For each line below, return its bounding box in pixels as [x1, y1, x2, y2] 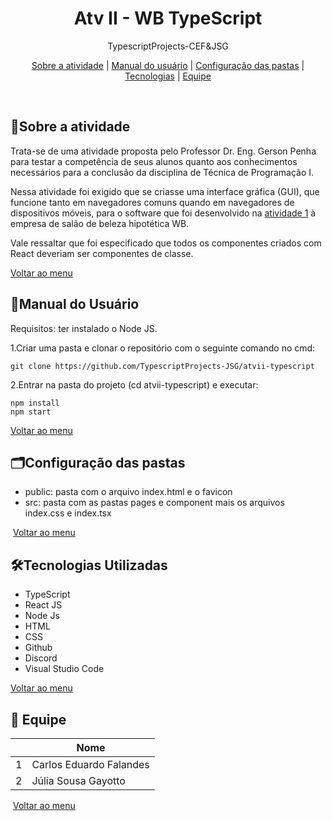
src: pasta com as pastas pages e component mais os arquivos [24, 497, 285, 509]
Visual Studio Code [24, 663, 105, 675]
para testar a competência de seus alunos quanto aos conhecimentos [10, 155, 298, 167]
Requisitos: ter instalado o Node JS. [10, 322, 158, 334]
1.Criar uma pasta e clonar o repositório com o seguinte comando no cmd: [10, 342, 316, 354]
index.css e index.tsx [24, 507, 112, 519]
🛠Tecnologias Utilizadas [10, 557, 168, 574]
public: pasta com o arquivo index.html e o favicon [24, 486, 233, 498]
